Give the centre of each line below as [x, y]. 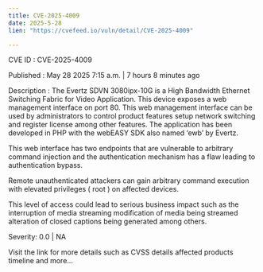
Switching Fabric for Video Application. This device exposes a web [118, 99]
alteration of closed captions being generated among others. [108, 221]
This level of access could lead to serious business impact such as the [124, 204]
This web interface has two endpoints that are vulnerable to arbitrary [121, 149]
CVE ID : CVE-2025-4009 [50, 60]
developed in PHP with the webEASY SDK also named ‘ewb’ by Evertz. [123, 133]
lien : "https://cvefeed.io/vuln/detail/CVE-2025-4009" [101, 30]
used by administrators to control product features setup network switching [132, 116]
